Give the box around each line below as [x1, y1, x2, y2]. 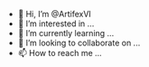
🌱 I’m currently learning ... [17, 28, 115, 38]
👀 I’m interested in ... [17, 18, 95, 29]
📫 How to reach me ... [17, 48, 102, 58]
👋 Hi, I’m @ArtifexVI [17, 9, 92, 19]
